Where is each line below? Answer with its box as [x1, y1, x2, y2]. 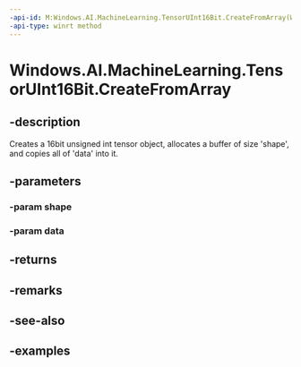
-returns [9, 252, 57, 268]
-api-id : [9, 13, 42, 22]
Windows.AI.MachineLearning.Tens [9, 60, 284, 81]
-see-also [9, 312, 65, 328]
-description [9, 115, 81, 130]
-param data [9, 225, 64, 237]
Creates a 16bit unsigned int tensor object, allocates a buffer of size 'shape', [9, 138, 289, 149]
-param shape [9, 201, 73, 213]
